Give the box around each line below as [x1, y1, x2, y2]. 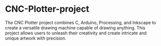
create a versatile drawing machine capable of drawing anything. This [5, 24, 145, 30]
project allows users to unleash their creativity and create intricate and [5, 30, 147, 36]
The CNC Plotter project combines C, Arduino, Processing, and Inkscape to [5, 20, 156, 25]
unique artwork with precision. [5, 35, 67, 41]
